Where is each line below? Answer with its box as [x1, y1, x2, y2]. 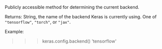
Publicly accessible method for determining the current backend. [5, 4, 139, 10]
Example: [5, 29, 24, 34]
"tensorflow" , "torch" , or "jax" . [5, 19, 71, 25]
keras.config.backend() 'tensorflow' [42, 38, 117, 44]
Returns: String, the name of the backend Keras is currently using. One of [5, 14, 157, 19]
